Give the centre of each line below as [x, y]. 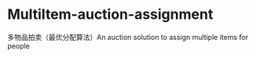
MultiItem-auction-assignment [110, 14]
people [19, 45]
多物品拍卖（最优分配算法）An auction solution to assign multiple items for [128, 37]
